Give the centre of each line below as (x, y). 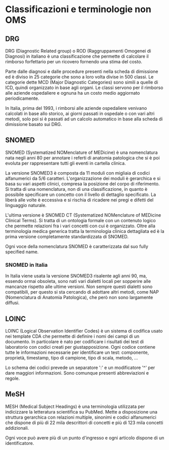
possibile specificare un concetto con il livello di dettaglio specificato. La (81, 194)
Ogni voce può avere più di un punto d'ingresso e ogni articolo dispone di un (85, 438)
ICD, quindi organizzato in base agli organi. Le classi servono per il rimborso (84, 88)
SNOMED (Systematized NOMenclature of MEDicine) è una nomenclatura (81, 152)
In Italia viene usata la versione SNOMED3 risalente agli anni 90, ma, (76, 276)
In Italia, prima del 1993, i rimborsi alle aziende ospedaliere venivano (76, 108)
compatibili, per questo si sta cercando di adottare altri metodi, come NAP (82, 292)
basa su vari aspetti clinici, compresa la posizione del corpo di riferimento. (82, 184)
